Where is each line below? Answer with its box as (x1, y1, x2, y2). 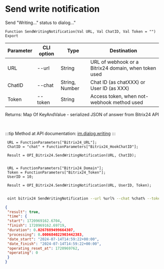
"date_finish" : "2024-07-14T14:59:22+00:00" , (7, 241, 102, 246)
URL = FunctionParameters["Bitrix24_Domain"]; (7, 166, 104, 171)
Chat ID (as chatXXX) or (90, 78, 145, 85)
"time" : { (7, 214, 27, 219)
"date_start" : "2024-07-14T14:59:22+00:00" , (7, 237, 99, 242)
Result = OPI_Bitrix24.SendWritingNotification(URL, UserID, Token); (7, 183, 152, 188)
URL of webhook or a (90, 58, 139, 65)
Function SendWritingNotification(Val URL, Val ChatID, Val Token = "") (5, 29, 156, 34)
